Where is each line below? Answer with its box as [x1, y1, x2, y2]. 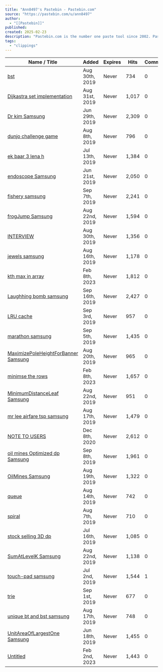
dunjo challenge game [7, 133, 58, 140]
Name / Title [28, 59, 57, 65]
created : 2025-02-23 [5, 30, 47, 34]
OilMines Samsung [7, 473, 50, 480]
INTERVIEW [7, 233, 34, 240]
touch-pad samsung [7, 573, 55, 579]
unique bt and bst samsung [7, 613, 69, 620]
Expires [103, 59, 121, 65]
